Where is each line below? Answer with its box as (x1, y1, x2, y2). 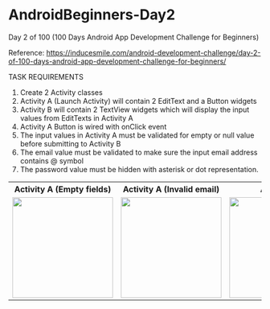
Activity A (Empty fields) (14, 183, 112, 195)
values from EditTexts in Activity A (19, 113, 134, 122)
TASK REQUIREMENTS (8, 72, 84, 81)
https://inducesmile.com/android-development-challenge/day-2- (46, 47, 261, 57)
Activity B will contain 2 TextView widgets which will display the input (19, 105, 250, 114)
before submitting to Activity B (19, 138, 121, 148)
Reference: (8, 47, 45, 57)
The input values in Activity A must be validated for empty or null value (19, 130, 255, 140)
